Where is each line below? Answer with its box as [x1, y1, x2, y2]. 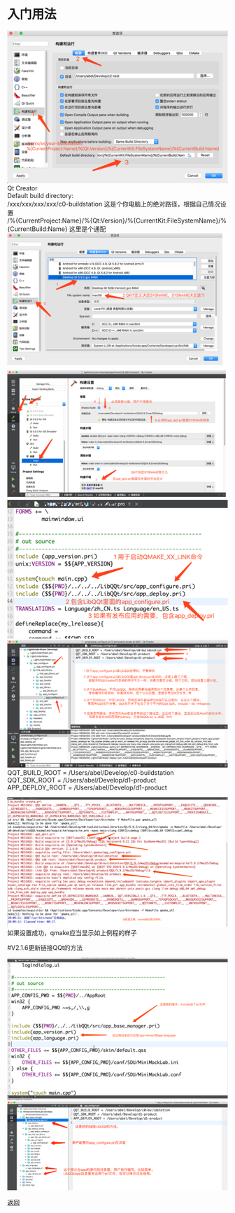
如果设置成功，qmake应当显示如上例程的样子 [7, 929, 138, 937]
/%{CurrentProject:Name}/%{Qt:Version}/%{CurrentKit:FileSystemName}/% [7, 216, 227, 225]
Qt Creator [7, 184, 38, 192]
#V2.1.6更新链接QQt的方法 [7, 944, 83, 952]
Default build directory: [7, 192, 74, 200]
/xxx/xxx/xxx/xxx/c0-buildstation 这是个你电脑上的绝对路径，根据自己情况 [7, 200, 220, 209]
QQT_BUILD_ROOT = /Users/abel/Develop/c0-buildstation [7, 769, 174, 777]
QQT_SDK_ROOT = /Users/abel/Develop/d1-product [7, 776, 157, 785]
